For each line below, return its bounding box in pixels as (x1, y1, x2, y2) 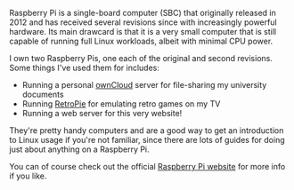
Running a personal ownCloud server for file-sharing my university (21, 80, 267, 90)
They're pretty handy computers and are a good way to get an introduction (9, 125, 284, 136)
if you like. (9, 170, 47, 181)
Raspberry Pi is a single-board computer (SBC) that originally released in (9, 8, 276, 18)
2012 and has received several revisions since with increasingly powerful (9, 17, 278, 28)
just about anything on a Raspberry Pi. (9, 144, 150, 154)
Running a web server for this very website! (21, 108, 183, 118)
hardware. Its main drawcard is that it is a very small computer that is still (9, 27, 277, 36)
